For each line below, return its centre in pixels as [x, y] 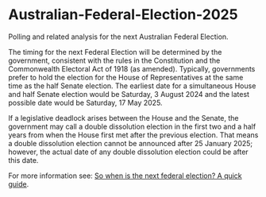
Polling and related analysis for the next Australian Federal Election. [118, 37]
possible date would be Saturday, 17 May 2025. [85, 102]
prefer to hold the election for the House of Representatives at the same [126, 77]
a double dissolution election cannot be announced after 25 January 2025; [131, 143]
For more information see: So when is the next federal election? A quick [125, 176]
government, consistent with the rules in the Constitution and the [114, 60]
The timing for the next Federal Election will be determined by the [115, 52]
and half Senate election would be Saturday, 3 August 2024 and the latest [129, 94]
